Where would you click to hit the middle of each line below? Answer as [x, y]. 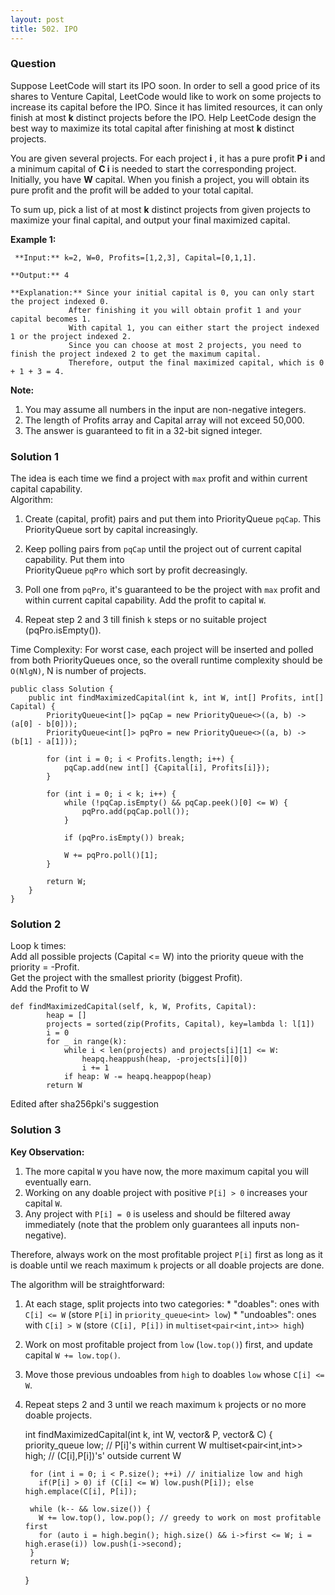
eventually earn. [58, 1182]
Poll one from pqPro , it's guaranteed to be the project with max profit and [172, 590]
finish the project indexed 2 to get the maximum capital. [136, 354]
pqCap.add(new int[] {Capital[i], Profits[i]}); [167, 768]
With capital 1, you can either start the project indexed [194, 327]
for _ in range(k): [87, 1042]
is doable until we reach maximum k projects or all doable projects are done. [167, 1265]
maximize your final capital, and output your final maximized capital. [150, 220]
